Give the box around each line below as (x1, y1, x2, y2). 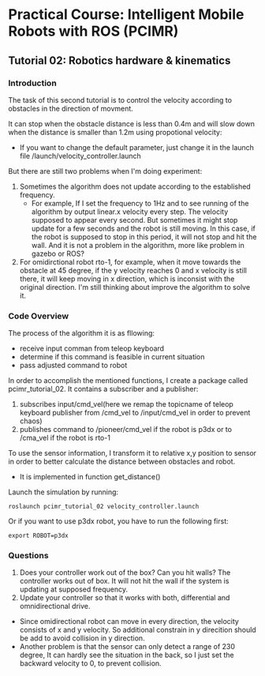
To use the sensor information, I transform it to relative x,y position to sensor (8, 449, 257, 458)
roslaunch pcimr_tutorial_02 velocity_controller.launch (8, 503, 200, 511)
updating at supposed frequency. (19, 584, 129, 594)
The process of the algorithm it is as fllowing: (8, 329, 155, 338)
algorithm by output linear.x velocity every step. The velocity (31, 207, 229, 216)
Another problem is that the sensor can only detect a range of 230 (19, 642, 235, 652)
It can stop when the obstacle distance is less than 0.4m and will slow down (8, 118, 255, 128)
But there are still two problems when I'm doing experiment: (8, 166, 203, 175)
